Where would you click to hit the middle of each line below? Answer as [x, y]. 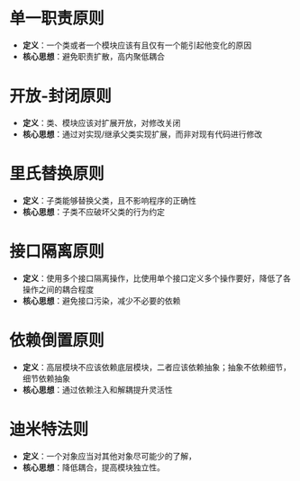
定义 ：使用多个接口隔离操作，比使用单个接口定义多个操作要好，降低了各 [156, 278]
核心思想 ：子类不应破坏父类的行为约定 [93, 212]
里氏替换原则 [57, 174]
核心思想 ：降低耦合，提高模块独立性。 [93, 467]
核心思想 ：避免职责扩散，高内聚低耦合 [93, 56]
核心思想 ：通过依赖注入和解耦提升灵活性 [97, 389]
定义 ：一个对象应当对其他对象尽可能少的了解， [109, 456]
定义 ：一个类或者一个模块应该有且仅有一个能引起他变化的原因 [137, 45]
